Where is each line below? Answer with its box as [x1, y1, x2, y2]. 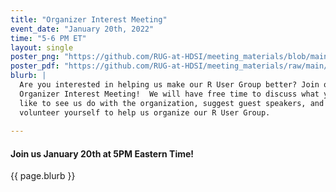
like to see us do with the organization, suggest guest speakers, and [19, 98, 325, 108]
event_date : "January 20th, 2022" [10, 24, 155, 34]
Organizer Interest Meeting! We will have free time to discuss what [19, 89, 320, 99]
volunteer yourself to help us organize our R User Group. [19, 107, 271, 118]
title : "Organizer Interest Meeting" [10, 14, 168, 25]
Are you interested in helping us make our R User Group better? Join [19, 80, 320, 90]
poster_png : [10, 52, 60, 62]
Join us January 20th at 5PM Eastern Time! [10, 147, 195, 160]
